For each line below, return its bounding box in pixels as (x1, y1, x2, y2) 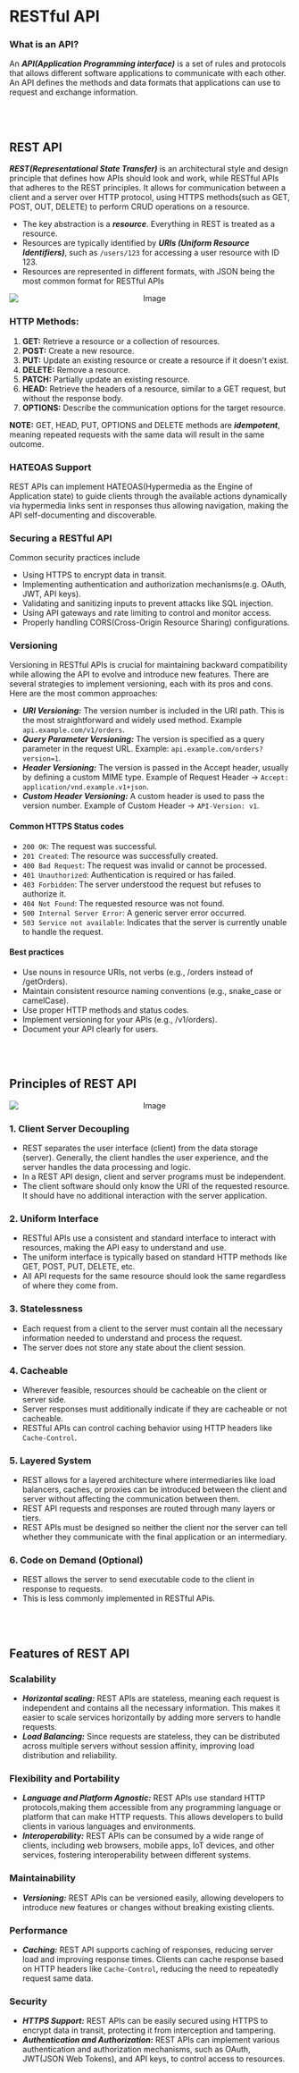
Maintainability (9, 1872, 76, 1884)
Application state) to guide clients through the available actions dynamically (9, 490, 287, 501)
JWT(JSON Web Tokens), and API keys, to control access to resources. (21, 2053, 286, 2064)
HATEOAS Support (9, 460, 92, 473)
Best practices (9, 947, 64, 957)
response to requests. (21, 1584, 104, 1595)
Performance (9, 1924, 69, 1936)
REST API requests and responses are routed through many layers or (21, 1504, 276, 1514)
